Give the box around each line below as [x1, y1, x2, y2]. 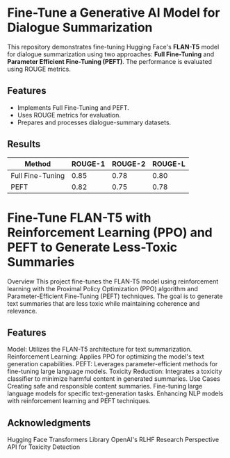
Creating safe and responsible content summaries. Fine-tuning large [7, 382, 203, 391]
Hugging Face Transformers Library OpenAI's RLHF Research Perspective [7, 436, 220, 444]
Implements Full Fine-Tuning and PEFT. [17, 103, 130, 112]
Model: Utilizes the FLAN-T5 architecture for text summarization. [7, 345, 192, 354]
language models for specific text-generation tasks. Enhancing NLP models [7, 389, 224, 398]
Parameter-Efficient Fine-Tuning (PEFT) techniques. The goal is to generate [7, 292, 224, 300]
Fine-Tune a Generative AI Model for [7, 5, 220, 21]
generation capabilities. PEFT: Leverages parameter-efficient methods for [7, 360, 218, 368]
